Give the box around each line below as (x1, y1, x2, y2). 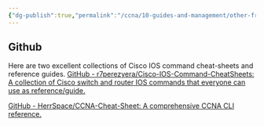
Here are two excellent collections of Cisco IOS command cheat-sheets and (8, 61, 254, 70)
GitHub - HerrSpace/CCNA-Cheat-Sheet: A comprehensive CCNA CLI (8, 101, 234, 110)
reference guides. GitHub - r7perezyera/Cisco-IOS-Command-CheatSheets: (8, 70, 255, 79)
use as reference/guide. (8, 86, 86, 95)
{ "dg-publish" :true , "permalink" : (8, 11, 118, 20)
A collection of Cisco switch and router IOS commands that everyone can (8, 77, 246, 87)
